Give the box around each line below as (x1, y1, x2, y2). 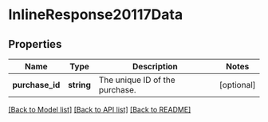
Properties (8, 37, 62, 51)
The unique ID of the (98, 74, 175, 85)
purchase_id (12, 80, 61, 90)
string (67, 80, 92, 90)
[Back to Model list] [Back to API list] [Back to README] (8, 105, 191, 114)
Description (132, 61, 178, 72)
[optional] (219, 80, 256, 90)
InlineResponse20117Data (8, 6, 183, 24)
